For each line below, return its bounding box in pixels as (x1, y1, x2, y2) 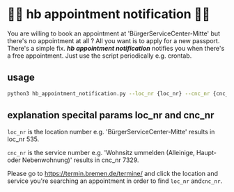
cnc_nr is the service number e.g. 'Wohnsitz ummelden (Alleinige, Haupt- (7, 149, 217, 157)
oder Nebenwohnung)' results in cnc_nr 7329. (7, 156, 139, 164)
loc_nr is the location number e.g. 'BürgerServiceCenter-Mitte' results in (7, 128, 215, 136)
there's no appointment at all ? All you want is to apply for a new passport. (7, 36, 220, 45)
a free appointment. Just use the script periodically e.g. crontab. (7, 51, 192, 60)
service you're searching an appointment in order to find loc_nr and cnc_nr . (7, 177, 223, 185)
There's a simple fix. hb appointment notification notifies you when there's (7, 44, 225, 52)
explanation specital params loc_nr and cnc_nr (7, 109, 214, 121)
